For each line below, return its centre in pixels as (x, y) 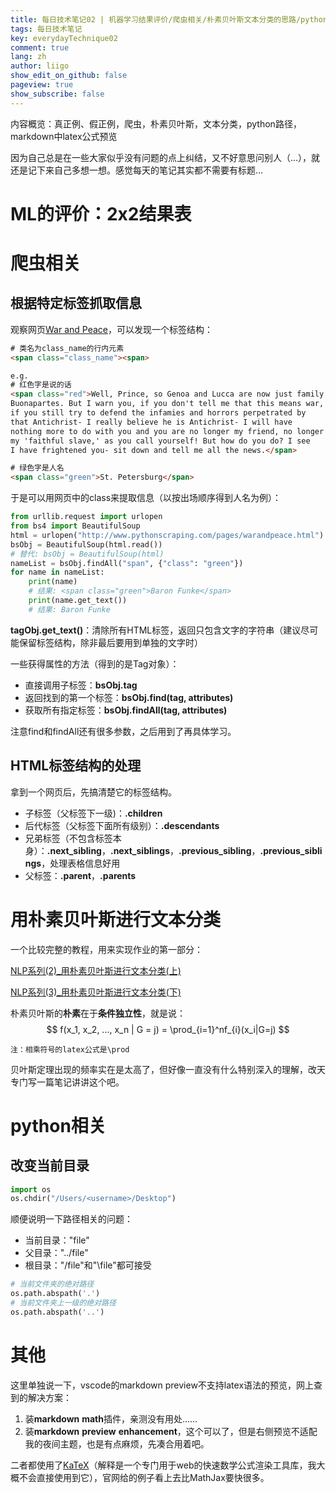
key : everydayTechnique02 (64, 38)
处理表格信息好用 (85, 863)
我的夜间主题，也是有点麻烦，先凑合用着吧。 (117, 1443)
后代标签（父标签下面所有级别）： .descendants (122, 825)
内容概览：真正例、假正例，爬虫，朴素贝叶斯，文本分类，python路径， (156, 123)
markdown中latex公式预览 (64, 136)
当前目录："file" (57, 1240)
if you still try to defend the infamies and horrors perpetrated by (158, 413)
